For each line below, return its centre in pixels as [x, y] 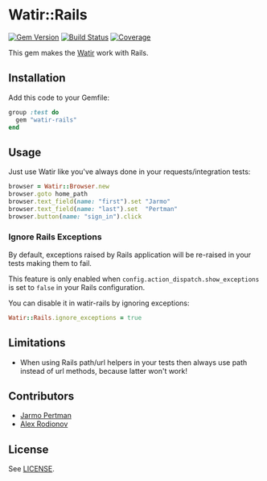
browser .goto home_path [48, 194]
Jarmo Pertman [46, 416]
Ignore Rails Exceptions [55, 237]
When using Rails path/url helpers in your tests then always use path [133, 362]
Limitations [37, 343]
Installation [37, 78]
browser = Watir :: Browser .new [59, 187]
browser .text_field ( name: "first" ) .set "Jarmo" [90, 201]
